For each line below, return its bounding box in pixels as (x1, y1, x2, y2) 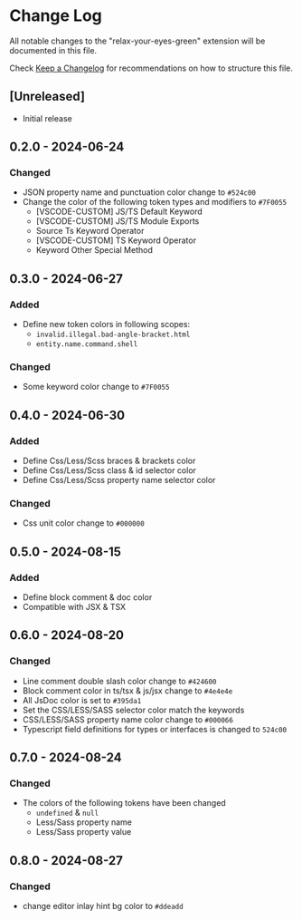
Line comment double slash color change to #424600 (22, 675, 217, 686)
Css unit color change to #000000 (22, 518, 145, 528)
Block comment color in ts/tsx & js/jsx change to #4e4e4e (22, 685, 233, 696)
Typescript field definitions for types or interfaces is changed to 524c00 (22, 723, 288, 734)
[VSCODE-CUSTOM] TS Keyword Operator (35, 235, 197, 246)
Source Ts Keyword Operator (35, 226, 145, 237)
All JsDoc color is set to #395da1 (22, 694, 142, 705)
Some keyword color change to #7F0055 (22, 382, 170, 392)
